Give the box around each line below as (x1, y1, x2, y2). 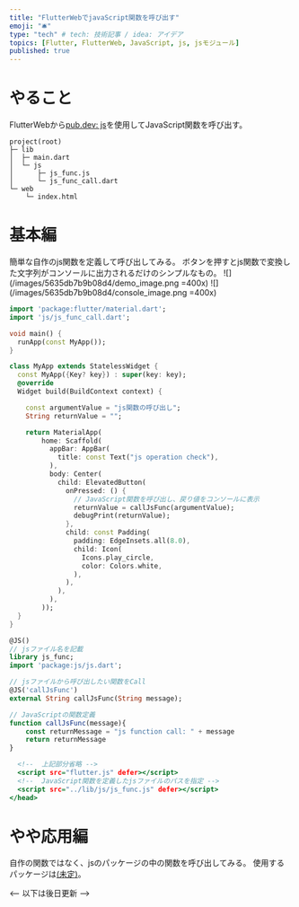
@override (17, 379, 54, 388)
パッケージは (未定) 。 (9, 868, 86, 880)
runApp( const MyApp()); (17, 338, 106, 347)
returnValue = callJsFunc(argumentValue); (73, 503, 235, 512)
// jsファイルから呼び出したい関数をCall (9, 677, 146, 687)
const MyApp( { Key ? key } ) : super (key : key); (17, 370, 187, 380)
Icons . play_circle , (81, 553, 154, 562)
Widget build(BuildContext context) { (17, 387, 163, 396)
